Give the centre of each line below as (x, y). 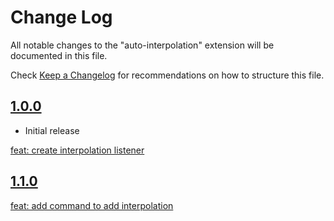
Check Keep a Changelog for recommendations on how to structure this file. (167, 75)
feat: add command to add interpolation (92, 205)
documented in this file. (59, 55)
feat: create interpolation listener (77, 150)
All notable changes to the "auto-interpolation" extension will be (142, 45)
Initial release (52, 130)
